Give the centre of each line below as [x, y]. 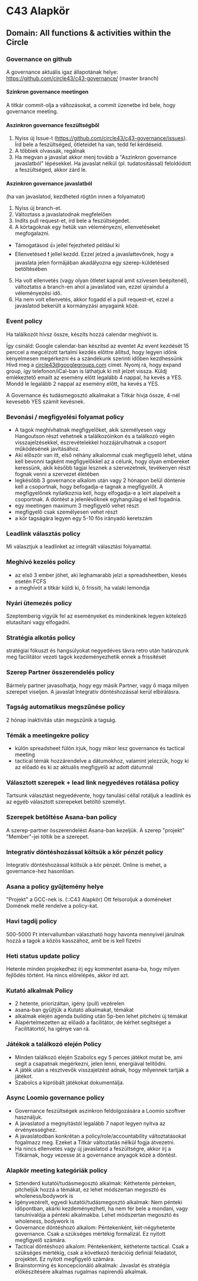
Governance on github [39, 59]
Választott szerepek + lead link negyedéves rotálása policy [92, 783]
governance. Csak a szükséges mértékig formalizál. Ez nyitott [90, 1234]
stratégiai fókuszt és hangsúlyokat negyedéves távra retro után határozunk [98, 651]
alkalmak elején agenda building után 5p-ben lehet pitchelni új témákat [101, 1016]
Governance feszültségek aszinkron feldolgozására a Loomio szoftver [100, 1110]
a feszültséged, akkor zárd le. [51, 170]
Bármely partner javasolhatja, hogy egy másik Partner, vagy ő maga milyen [98, 685]
